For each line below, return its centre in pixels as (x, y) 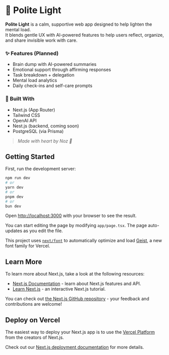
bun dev (13, 206)
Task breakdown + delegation (43, 75)
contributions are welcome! (34, 304)
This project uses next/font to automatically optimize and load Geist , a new (84, 241)
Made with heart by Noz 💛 (45, 141)
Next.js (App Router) (34, 110)
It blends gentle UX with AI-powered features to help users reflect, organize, (84, 35)
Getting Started (30, 156)
